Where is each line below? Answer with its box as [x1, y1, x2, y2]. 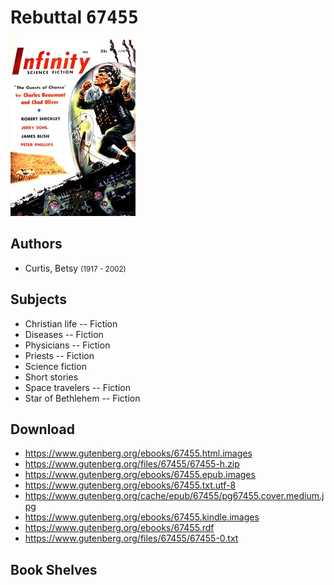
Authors [10, 236, 63, 253]
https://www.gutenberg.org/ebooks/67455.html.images [24, 447, 253, 460]
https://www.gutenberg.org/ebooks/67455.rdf [24, 522, 215, 534]
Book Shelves [10, 561, 98, 578]
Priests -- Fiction [24, 349, 95, 361]
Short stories [24, 371, 79, 383]
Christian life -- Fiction [24, 317, 118, 330]
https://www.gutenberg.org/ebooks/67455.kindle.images [24, 511, 260, 523]
